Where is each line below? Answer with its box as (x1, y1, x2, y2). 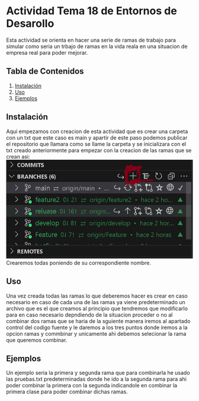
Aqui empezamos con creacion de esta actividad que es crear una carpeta (6, 128, 188, 135)
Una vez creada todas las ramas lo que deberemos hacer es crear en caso (6, 292, 188, 299)
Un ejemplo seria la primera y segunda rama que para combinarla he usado (6, 370, 191, 377)
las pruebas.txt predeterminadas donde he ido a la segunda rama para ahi (6, 375, 187, 383)
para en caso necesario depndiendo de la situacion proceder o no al (6, 311, 173, 318)
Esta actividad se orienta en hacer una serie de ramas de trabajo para (6, 36, 176, 43)
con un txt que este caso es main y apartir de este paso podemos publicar (6, 134, 188, 141)
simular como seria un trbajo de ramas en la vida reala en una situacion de (6, 43, 188, 50)
